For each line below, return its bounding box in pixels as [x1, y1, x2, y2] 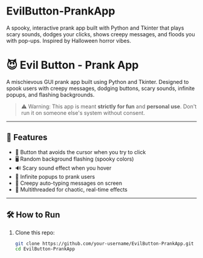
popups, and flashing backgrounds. [6, 91, 95, 98]
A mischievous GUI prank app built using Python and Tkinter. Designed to [6, 78, 189, 85]
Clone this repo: [14, 228, 55, 236]
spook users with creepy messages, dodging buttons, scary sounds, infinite [6, 85, 195, 92]
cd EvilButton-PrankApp [14, 246, 76, 252]
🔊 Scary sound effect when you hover [14, 164, 112, 172]
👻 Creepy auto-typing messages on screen [14, 179, 123, 187]
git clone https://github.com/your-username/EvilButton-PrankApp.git [14, 240, 195, 247]
